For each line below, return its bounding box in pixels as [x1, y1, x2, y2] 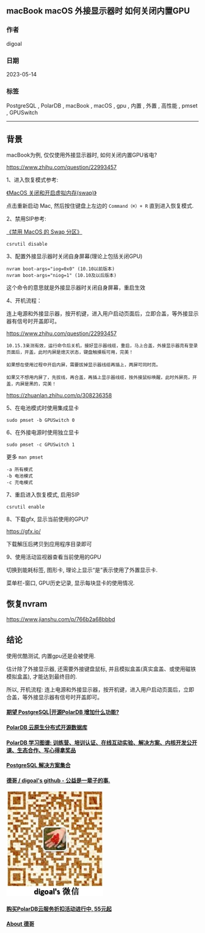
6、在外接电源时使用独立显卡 [6, 429, 79, 436]
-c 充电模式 [6, 479, 34, 486]
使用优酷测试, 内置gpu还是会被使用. [6, 652, 96, 659]
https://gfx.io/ [6, 528, 41, 535]
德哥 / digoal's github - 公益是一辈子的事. [6, 776, 110, 784]
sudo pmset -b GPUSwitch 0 [6, 418, 75, 424]
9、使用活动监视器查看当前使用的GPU [6, 553, 102, 561]
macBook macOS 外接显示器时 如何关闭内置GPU [6, 6, 190, 17]
